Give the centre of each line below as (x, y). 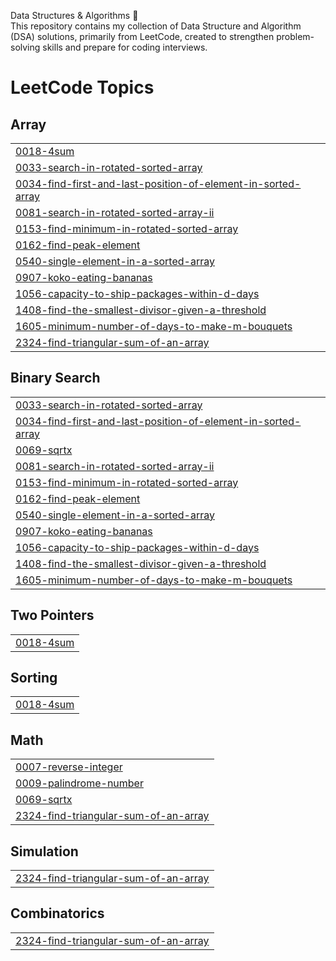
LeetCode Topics (82, 87)
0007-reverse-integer (69, 767)
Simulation (44, 851)
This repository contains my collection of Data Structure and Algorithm (156, 26)
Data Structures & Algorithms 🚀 (74, 15)
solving (25, 47)
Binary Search (55, 378)
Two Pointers (52, 615)
